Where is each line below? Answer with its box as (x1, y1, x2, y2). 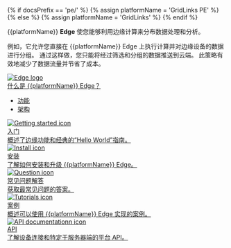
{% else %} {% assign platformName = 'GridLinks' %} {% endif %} (7, 13, 198, 21)
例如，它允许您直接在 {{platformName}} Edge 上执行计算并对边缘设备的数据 (7, 42, 224, 51)
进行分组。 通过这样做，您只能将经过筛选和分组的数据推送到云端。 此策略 (7, 51, 217, 59)
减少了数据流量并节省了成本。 (19, 60, 105, 68)
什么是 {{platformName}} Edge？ (7, 82, 101, 89)
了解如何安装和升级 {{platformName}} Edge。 (7, 161, 137, 168)
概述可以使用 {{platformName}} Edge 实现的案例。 (7, 210, 151, 218)
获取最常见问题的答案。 (7, 185, 74, 193)
